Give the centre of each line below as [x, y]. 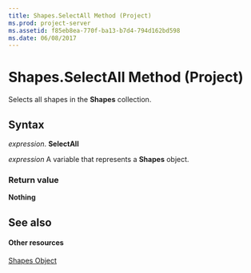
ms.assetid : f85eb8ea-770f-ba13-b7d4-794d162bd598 [94, 30]
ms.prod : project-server [50, 23]
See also [30, 222]
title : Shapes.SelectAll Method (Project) [80, 16]
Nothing [22, 197]
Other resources [36, 243]
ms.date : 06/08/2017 [43, 38]
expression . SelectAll [44, 144]
